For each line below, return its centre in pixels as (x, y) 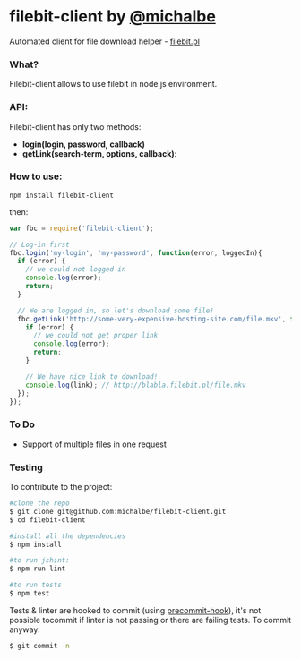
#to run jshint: (39, 561)
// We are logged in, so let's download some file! (116, 311)
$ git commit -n (39, 646)
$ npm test (30, 594)
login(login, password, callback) (83, 144)
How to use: (36, 176)
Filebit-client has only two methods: (75, 126)
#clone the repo (39, 503)
